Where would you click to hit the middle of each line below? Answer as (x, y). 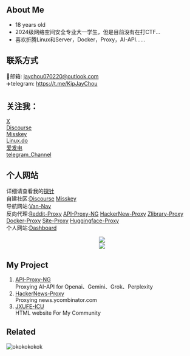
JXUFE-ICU (29, 307)
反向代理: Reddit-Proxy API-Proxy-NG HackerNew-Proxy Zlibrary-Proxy (95, 214)
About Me (25, 10)
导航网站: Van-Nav (29, 207)
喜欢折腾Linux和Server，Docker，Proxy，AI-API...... (80, 39)
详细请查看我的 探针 (30, 191)
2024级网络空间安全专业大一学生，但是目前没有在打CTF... (88, 32)
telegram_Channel (29, 155)
